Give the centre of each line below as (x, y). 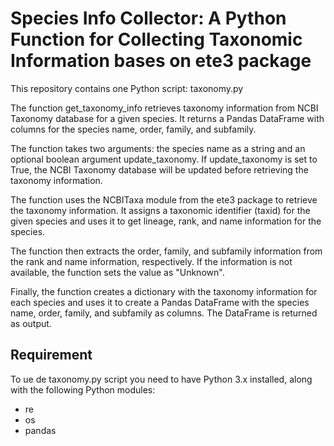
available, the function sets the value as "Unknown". (117, 272)
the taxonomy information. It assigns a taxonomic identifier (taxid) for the (160, 210)
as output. (31, 323)
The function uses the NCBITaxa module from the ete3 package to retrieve (164, 199)
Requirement (51, 355)
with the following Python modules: (83, 389)
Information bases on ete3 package (161, 61)
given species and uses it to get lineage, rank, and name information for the (166, 221)
